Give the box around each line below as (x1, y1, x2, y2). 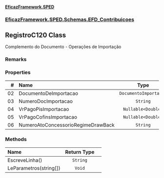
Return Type (65, 148, 95, 155)
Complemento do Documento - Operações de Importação (5, 44, 122, 50)
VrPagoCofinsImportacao (19, 113, 77, 120)
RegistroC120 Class (5, 31, 66, 39)
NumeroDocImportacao (19, 98, 73, 105)
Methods (5, 136, 27, 143)
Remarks (5, 56, 27, 63)
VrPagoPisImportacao (19, 106, 69, 112)
